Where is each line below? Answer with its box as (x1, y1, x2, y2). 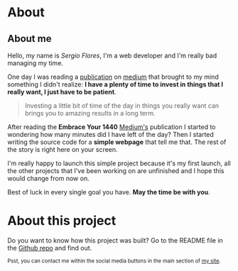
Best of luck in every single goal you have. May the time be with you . (7, 188, 211, 196)
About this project (7, 213, 117, 229)
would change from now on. (7, 175, 90, 182)
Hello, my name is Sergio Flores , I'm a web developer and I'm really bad (7, 51, 217, 60)
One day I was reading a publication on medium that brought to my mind (7, 72, 219, 81)
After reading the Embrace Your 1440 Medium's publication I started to (7, 123, 216, 131)
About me (7, 33, 52, 45)
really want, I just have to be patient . (7, 88, 117, 96)
